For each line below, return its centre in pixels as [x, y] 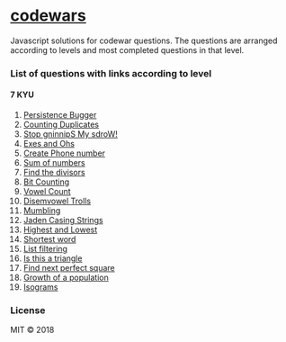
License [28, 310]
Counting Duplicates [61, 125]
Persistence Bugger [60, 115]
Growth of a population [66, 278]
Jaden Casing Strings [63, 220]
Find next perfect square [69, 268]
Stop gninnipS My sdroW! [70, 134]
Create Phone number [64, 153]
